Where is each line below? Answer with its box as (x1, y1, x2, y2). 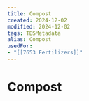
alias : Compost (7, 36, 52, 43)
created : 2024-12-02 (7, 17, 68, 24)
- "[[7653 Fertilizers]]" (7, 49, 83, 56)
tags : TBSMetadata (7, 29, 61, 37)
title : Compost (7, 10, 52, 17)
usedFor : (7, 42, 33, 49)
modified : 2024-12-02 (7, 23, 71, 30)
